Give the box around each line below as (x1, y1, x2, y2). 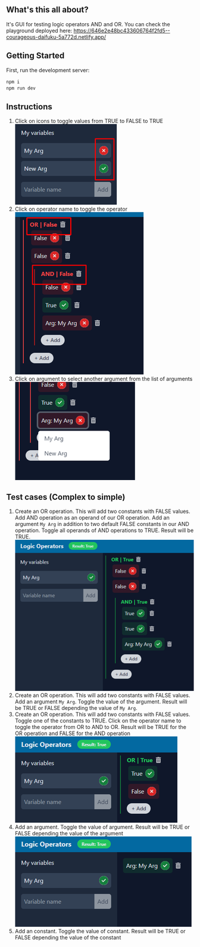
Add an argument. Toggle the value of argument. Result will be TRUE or (14, 823, 190, 831)
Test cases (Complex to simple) (6, 492, 126, 502)
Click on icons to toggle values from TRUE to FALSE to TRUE (14, 118, 164, 125)
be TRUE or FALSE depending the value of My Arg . (14, 705, 138, 712)
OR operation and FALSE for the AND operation (14, 730, 131, 737)
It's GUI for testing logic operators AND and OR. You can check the (6, 20, 171, 27)
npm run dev (6, 85, 36, 91)
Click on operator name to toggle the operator (14, 205, 128, 213)
